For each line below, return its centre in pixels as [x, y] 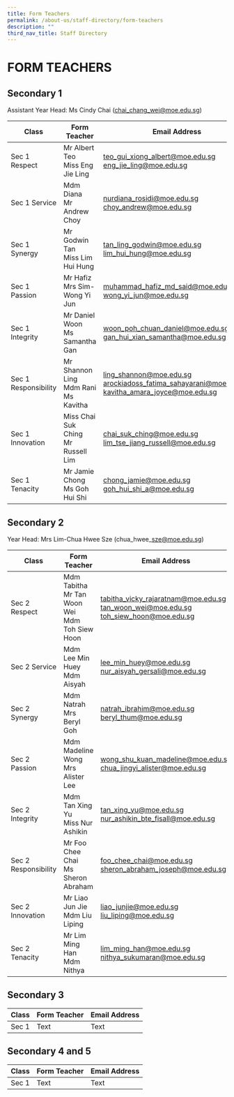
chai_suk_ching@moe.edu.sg [151, 434]
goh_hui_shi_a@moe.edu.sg [149, 489]
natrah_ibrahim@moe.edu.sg [148, 709]
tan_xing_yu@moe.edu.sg [142, 810]
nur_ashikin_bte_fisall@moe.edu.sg [158, 819]
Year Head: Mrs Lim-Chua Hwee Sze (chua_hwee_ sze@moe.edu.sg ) [106, 539]
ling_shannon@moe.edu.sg [148, 375]
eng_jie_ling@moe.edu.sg [146, 165]
